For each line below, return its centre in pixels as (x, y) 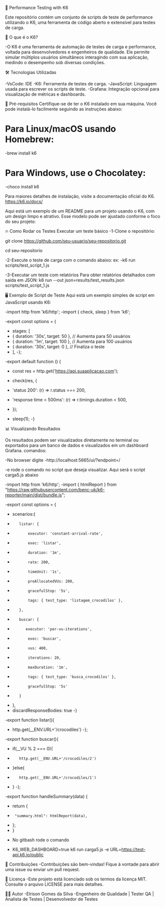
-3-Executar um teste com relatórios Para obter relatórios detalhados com (80, 275)
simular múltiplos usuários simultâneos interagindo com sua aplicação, (77, 57)
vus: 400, (38, 648)
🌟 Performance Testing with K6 (37, 8)
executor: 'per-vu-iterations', (59, 629)
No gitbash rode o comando (41, 840)
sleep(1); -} (23, 419)
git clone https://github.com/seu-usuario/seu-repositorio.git (66, 241)
